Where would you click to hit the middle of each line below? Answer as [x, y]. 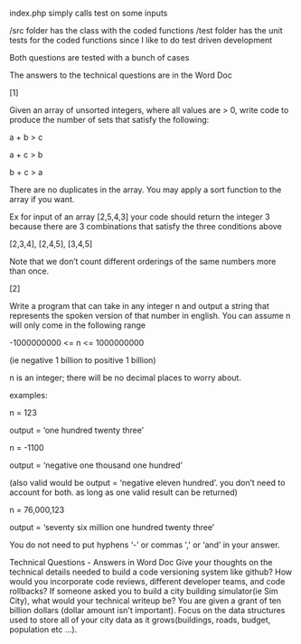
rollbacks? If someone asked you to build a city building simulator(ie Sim [144, 591]
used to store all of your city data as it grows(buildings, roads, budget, [140, 620]
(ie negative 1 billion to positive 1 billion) [83, 360]
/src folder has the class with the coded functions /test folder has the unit [146, 30]
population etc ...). [43, 630]
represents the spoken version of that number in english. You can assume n [150, 316]
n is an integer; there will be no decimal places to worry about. [126, 378]
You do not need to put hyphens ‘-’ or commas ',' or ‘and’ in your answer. [145, 545]
